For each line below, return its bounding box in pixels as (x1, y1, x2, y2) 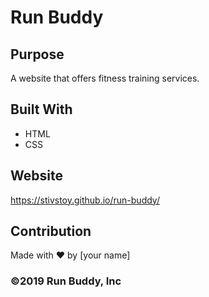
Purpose (10, 46, 65, 63)
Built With (10, 101, 73, 118)
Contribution (10, 223, 92, 240)
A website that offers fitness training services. (10, 72, 200, 84)
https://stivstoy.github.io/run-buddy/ (10, 194, 160, 206)
